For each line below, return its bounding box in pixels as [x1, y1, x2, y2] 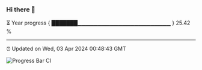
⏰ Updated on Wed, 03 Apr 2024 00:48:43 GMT [6, 45, 126, 53]
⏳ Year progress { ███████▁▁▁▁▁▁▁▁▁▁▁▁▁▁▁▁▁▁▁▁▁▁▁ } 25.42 [6, 19, 191, 26]
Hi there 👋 [6, 5, 36, 14]
